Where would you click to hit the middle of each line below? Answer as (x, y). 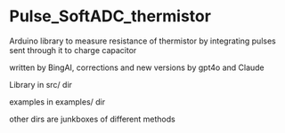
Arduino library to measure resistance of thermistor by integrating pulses (142, 41)
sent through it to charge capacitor (73, 50)
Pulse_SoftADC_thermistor (110, 16)
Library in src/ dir (41, 84)
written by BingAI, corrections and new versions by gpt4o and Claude (137, 67)
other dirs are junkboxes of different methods (92, 119)
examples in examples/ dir (57, 102)
